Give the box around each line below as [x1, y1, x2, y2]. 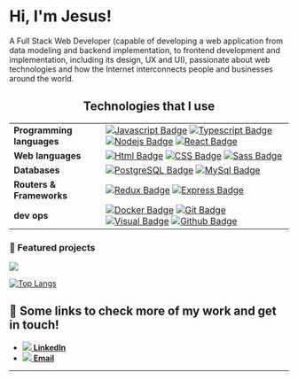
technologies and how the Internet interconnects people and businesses [9, 64, 273, 74]
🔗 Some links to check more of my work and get [9, 304, 277, 319]
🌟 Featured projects [9, 241, 96, 253]
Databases [13, 164, 60, 176]
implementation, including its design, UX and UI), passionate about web [9, 54, 271, 65]
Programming [13, 124, 73, 136]
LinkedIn [33, 342, 67, 353]
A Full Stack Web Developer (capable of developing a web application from [9, 35, 284, 46]
